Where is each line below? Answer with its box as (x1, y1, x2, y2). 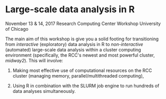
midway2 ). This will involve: (5, 57, 63, 63)
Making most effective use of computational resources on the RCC (12, 67, 152, 73)
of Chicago (5, 26, 29, 32)
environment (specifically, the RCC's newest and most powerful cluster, (5, 52, 155, 58)
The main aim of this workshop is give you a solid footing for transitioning (5, 36, 159, 42)
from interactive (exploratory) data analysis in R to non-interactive (5, 41, 143, 47)
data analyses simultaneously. (12, 88, 76, 94)
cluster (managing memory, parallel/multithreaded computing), (12, 72, 144, 79)
